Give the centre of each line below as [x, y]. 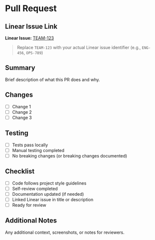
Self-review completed [35, 189]
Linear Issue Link [31, 26]
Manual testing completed [38, 150]
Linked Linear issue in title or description [53, 199]
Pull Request [31, 9]
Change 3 [22, 118]
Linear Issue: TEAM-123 [30, 38]
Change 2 [22, 112]
